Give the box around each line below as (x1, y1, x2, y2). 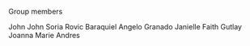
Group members (8, 7, 63, 16)
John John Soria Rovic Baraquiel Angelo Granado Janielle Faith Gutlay (8, 22, 243, 31)
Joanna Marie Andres (8, 31, 81, 40)
